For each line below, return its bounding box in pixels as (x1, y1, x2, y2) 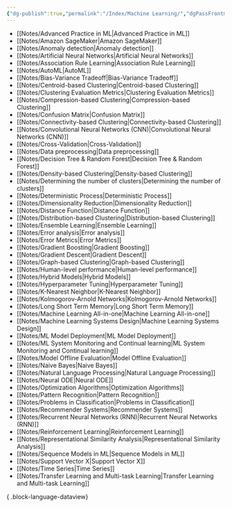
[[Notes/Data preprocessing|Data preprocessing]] (16, 147, 159, 155)
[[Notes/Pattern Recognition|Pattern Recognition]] (16, 390, 160, 399)
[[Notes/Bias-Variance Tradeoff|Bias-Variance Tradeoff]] (16, 74, 179, 82)
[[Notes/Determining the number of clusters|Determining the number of (16, 176, 221, 185)
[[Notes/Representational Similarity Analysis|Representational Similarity (16, 434, 221, 443)
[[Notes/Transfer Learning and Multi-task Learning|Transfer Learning (16, 471, 214, 480)
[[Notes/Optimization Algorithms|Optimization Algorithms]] (16, 383, 184, 391)
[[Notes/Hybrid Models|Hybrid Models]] (16, 272, 131, 281)
